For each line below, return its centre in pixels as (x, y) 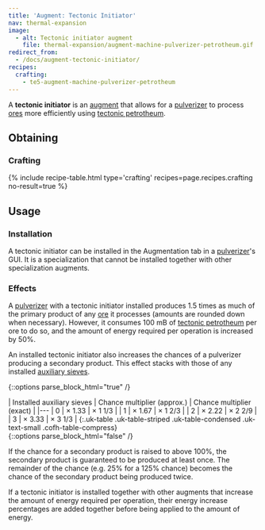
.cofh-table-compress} (80, 428)
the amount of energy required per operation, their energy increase (118, 501)
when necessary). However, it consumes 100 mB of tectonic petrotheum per (133, 323)
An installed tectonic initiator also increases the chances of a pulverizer (125, 355)
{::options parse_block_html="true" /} (69, 387)
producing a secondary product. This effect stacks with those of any (120, 363)
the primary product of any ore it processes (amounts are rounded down (127, 314)
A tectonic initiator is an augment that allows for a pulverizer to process (126, 105)
